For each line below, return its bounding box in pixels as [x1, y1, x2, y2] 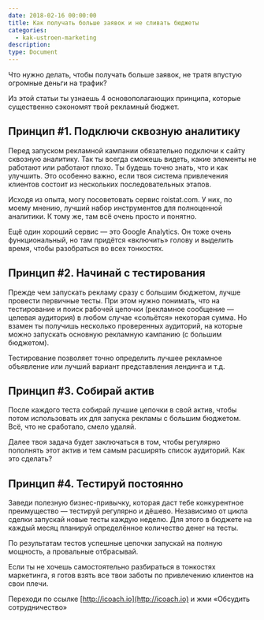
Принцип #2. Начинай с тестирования [8, 266, 206, 280]
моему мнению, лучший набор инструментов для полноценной [8, 203, 223, 212]
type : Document [8, 48, 58, 56]
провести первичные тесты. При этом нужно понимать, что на [8, 295, 221, 305]
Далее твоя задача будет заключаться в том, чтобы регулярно [8, 438, 221, 447]
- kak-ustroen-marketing [15, 33, 97, 42]
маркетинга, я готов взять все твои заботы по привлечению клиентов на [8, 570, 255, 581]
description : [8, 41, 51, 49]
